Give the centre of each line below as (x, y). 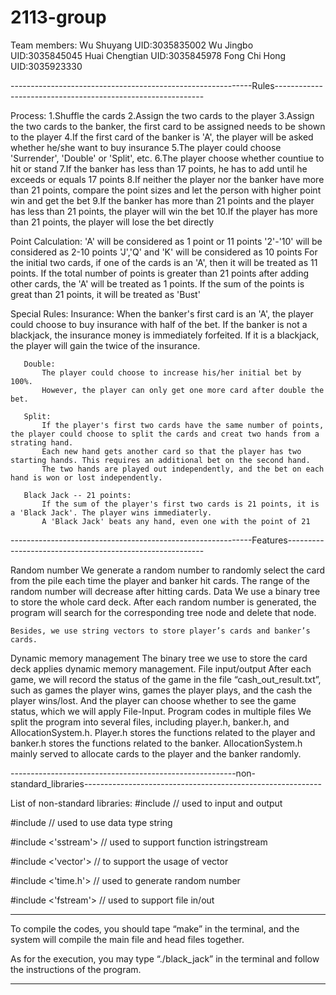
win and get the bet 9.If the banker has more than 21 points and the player (162, 200)
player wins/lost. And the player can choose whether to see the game (153, 700)
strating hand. (42, 442)
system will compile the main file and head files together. (127, 939)
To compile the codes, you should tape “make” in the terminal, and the (155, 928)
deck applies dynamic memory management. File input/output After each (161, 668)
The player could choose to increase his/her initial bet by (171, 372)
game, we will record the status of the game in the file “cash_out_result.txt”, (166, 679)
